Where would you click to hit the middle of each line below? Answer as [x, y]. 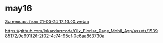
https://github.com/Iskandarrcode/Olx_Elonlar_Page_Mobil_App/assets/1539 [81, 31]
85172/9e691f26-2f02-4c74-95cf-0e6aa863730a [55, 36]
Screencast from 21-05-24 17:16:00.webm [47, 21]
